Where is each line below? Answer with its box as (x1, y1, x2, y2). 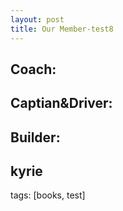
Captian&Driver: (10, 95, 113, 112)
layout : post (10, 14, 65, 25)
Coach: (10, 61, 57, 78)
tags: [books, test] (10, 189, 86, 201)
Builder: (10, 129, 61, 146)
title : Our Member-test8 (10, 24, 114, 34)
